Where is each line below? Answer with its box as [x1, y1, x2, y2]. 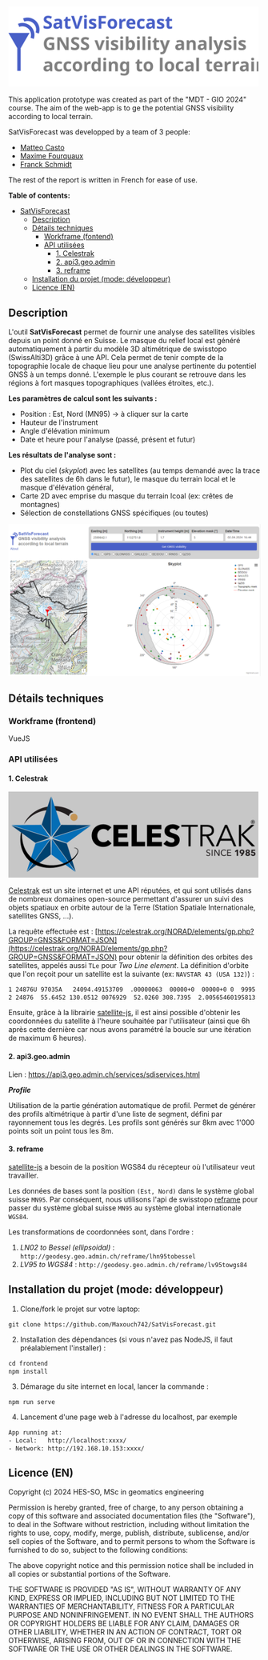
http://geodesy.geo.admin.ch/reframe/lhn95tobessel [19, 1252, 196, 1261]
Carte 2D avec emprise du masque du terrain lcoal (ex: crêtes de [19, 490, 234, 501]
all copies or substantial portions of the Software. [8, 1570, 170, 1579]
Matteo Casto [19, 142, 66, 153]
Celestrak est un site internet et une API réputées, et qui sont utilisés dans [8, 886, 252, 895]
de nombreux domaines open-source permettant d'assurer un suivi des [8, 894, 244, 904]
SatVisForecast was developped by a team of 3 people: [8, 127, 190, 137]
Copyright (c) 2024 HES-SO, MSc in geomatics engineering [8, 1487, 205, 1497]
